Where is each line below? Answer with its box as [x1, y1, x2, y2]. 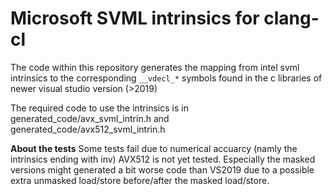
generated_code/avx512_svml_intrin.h [10, 123, 166, 135]
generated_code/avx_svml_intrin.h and [10, 112, 170, 124]
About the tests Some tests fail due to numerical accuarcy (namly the [10, 142, 298, 154]
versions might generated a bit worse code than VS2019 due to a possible [10, 163, 315, 176]
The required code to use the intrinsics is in [10, 102, 189, 114]
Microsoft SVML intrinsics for [10, 7, 260, 30]
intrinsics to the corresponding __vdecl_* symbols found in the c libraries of [10, 72, 323, 84]
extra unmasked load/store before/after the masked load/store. [10, 174, 270, 186]
